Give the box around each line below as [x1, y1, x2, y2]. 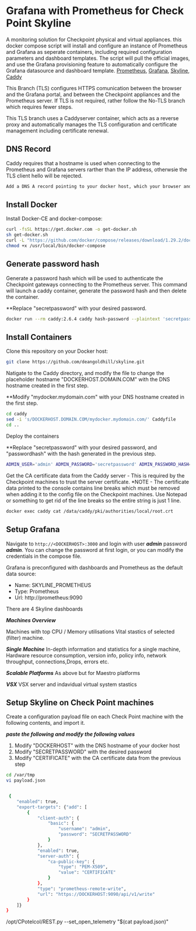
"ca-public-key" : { [47, 858, 95, 865]
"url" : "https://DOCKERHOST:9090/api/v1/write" [37, 891, 156, 897]
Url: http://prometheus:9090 [14, 594, 83, 601]
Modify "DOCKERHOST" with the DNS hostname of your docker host [14, 742, 180, 749]
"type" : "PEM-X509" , [58, 864, 108, 870]
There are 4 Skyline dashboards [6, 605, 83, 612]
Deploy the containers [6, 432, 60, 439]
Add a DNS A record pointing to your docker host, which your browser [6, 183, 181, 189]
